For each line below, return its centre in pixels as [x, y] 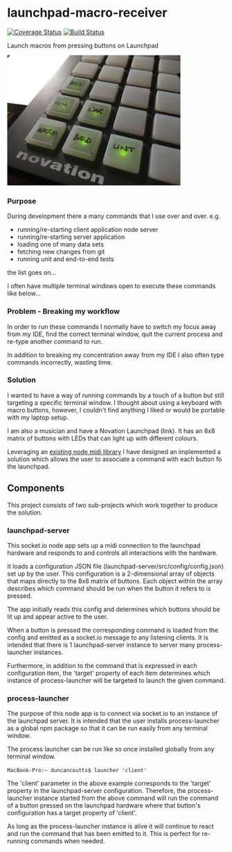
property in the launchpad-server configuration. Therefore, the [97, 791]
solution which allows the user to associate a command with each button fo [115, 459]
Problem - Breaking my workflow [63, 312]
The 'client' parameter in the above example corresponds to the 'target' [109, 783]
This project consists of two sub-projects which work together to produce [113, 505]
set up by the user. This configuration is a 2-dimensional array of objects [111, 574]
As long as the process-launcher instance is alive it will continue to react [110, 826]
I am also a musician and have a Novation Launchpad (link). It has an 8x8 [111, 431]
